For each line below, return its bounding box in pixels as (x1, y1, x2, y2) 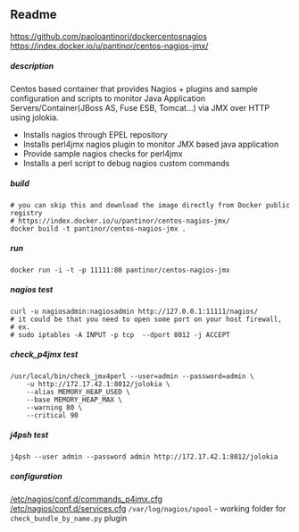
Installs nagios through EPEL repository (22, 129, 168, 139)
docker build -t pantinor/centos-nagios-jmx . (10, 224, 187, 233)
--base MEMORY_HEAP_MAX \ (26, 395, 123, 404)
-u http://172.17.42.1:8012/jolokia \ (26, 379, 170, 388)
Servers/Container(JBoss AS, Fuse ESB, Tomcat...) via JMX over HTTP (10, 102, 270, 113)
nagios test (10, 284, 54, 295)
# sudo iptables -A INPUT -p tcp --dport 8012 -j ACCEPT (10, 330, 230, 339)
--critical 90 (26, 410, 79, 419)
